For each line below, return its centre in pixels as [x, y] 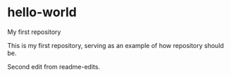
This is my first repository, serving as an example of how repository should [115, 45]
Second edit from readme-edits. [54, 66]
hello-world [42, 12]
